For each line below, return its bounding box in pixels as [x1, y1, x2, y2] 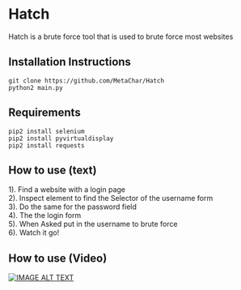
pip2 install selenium [8, 127, 85, 135]
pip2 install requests [8, 141, 85, 150]
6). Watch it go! [8, 228, 60, 237]
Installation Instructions [8, 55, 132, 69]
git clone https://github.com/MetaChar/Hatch [8, 76, 164, 85]
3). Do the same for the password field [8, 202, 137, 211]
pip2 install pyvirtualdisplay [8, 134, 114, 143]
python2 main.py [8, 83, 63, 92]
